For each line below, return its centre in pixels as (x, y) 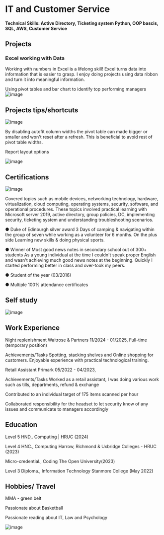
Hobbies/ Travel (30, 486)
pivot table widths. (24, 142)
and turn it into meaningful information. (45, 79)
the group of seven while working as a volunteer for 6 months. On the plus (81, 235)
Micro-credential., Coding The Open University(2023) (60, 461)
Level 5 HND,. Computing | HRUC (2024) (47, 437)
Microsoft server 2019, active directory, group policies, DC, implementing (80, 215)
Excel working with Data (35, 58)
